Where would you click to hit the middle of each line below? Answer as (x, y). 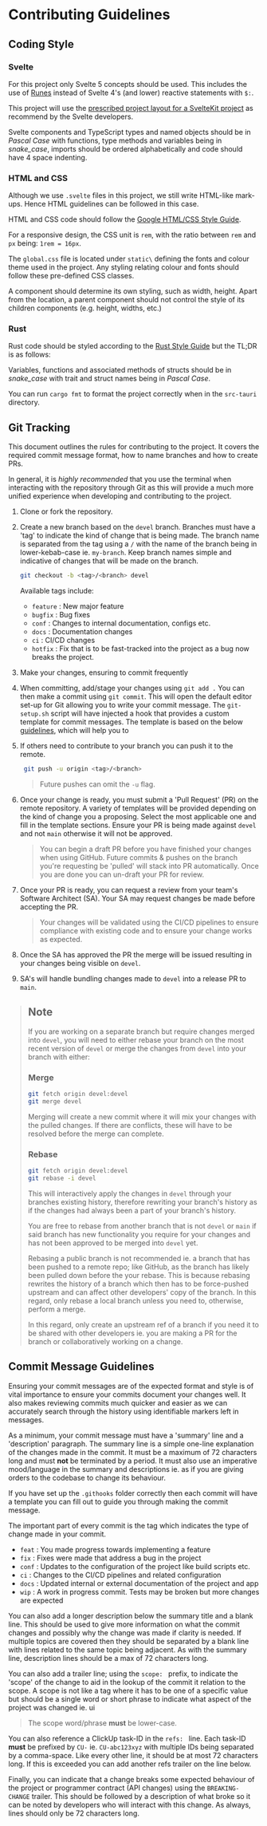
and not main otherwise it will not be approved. (96, 834)
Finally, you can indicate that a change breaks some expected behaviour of (132, 1779)
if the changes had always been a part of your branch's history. (132, 1210)
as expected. (61, 940)
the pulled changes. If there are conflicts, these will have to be (130, 1125)
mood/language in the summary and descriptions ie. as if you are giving (126, 1469)
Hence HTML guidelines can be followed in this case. (112, 204)
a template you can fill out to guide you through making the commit (118, 1501)
